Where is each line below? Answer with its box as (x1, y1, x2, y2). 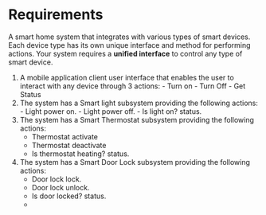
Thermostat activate (31, 131, 98, 141)
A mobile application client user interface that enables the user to (19, 72, 235, 82)
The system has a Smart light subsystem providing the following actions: (19, 98, 259, 107)
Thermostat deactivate (31, 140, 107, 150)
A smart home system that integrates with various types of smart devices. (8, 32, 251, 41)
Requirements (8, 6, 104, 24)
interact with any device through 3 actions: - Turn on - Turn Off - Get (19, 81, 246, 91)
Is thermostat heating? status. (31, 149, 130, 158)
